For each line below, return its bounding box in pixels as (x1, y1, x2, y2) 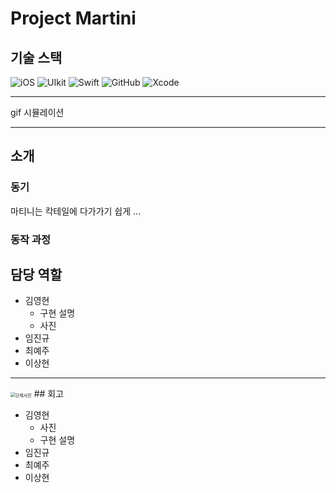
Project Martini (10, 7, 137, 30)
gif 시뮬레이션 (10, 107, 65, 118)
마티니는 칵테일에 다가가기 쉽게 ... (10, 205, 142, 217)
